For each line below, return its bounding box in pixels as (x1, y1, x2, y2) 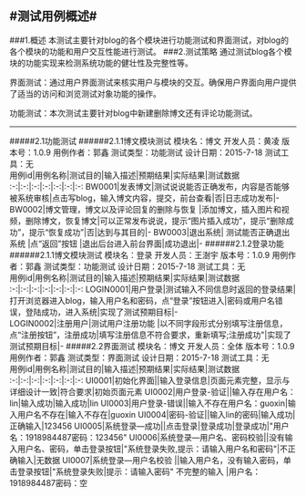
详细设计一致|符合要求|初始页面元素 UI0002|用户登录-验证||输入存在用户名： (9, 386, 296, 397)
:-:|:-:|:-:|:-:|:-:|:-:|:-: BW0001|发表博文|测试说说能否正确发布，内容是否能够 (9, 181, 290, 192)
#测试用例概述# (9, 8, 97, 25)
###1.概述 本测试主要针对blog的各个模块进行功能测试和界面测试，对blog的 (9, 35, 290, 46)
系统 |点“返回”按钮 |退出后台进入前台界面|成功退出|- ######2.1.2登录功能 (9, 238, 285, 249)
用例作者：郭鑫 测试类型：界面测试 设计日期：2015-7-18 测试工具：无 (9, 352, 270, 363)
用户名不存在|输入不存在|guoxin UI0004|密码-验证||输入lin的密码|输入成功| (16, 409, 296, 419)
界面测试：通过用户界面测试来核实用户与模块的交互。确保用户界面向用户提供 (9, 77, 297, 88)
